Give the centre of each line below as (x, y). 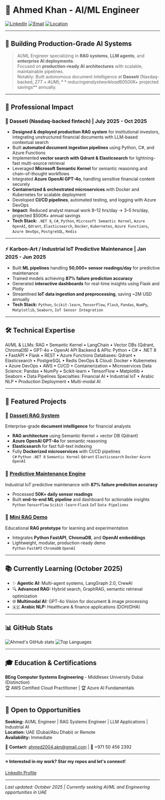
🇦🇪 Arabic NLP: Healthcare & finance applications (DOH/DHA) (76, 607)
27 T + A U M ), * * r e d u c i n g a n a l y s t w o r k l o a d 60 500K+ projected (96, 82)
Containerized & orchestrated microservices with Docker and (76, 190)
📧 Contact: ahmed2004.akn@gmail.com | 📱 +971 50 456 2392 (68, 747)
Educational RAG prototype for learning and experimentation (67, 528)
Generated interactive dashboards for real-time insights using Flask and (86, 283)
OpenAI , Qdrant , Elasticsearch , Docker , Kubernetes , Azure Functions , (81, 226)
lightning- (146, 158)
